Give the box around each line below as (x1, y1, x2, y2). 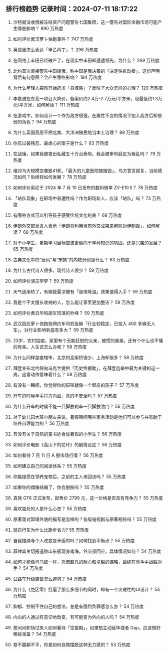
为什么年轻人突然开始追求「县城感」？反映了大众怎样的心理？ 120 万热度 (12, 85, 163, 91)
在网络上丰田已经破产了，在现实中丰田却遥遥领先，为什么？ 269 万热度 (12, 57, 159, 63)
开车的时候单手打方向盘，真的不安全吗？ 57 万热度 (12, 393, 117, 399)
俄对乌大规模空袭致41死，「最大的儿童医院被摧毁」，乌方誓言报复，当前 (12, 168, 158, 174)
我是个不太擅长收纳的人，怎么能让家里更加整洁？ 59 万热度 (12, 299, 135, 305)
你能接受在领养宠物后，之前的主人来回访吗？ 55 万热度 (12, 473, 126, 479)
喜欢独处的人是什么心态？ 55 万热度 (12, 506, 87, 512)
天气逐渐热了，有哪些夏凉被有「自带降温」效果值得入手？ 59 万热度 (12, 288, 152, 294)
